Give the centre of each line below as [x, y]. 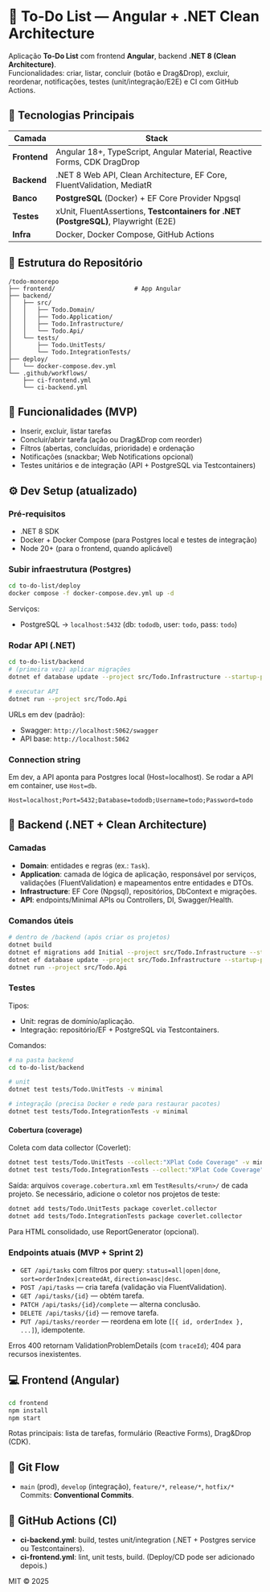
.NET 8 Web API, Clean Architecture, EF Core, [141, 175]
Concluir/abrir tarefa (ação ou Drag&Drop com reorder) [111, 440]
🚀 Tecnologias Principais [72, 116]
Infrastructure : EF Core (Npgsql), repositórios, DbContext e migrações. [138, 891]
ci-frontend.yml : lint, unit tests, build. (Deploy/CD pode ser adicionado [137, 1557]
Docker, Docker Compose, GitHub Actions [135, 234]
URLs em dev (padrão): [47, 714]
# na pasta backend [41, 1060]
